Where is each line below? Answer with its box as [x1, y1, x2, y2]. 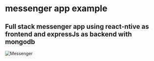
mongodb [5, 38, 35, 46]
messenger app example [5, 3, 108, 14]
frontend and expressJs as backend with [5, 30, 132, 38]
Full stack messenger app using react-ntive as [5, 22, 149, 31]
